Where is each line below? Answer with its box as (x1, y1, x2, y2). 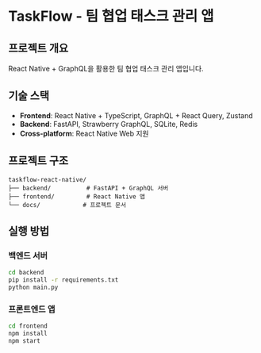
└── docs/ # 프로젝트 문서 (8, 201, 127, 209)
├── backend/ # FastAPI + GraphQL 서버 (8, 184, 169, 192)
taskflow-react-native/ (8, 175, 87, 183)
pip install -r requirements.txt (8, 276, 119, 284)
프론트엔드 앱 (8, 303, 56, 314)
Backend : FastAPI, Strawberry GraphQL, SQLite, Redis (19, 119, 198, 129)
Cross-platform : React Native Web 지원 (19, 129, 149, 138)
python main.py (8, 283, 59, 292)
